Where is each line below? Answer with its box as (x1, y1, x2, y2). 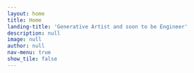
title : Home (7, 17, 42, 24)
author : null (7, 42, 45, 49)
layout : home (7, 10, 45, 17)
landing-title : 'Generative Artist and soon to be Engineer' (7, 23, 188, 30)
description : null (7, 29, 60, 37)
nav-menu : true (7, 49, 51, 56)
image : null (7, 36, 42, 43)
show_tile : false (7, 56, 58, 63)
